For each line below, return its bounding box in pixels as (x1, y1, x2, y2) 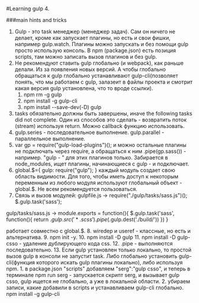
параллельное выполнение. (14, 135, 86, 142)
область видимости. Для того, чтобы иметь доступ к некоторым (14, 173, 179, 180)
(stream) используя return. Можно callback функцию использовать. (14, 123, 185, 129)
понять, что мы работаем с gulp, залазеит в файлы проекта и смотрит (14, 78, 193, 85)
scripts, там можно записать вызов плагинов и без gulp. (14, 53, 158, 60)
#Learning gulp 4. (6, 5, 50, 12)
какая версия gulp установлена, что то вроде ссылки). (14, 85, 153, 91)
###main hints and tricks (6, 17, 67, 23)
